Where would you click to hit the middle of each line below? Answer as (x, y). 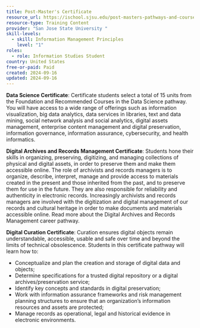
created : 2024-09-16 (32, 73)
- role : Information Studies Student (58, 56)
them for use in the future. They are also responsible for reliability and (92, 189)
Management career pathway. (43, 221)
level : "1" (30, 45)
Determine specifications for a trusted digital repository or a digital (96, 276)
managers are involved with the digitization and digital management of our (97, 202)
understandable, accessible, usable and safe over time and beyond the (93, 239)
